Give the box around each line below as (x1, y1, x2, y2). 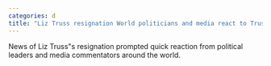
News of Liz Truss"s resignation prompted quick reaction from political (8, 41, 244, 51)
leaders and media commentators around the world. (8, 50, 181, 60)
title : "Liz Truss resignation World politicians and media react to (8, 19, 248, 27)
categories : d (8, 11, 56, 20)
